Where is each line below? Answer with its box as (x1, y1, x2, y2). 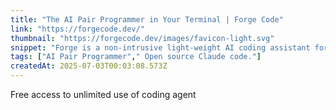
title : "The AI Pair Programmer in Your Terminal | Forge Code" (10, 14, 284, 25)
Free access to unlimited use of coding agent (10, 89, 197, 100)
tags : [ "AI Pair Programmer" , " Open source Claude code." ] (10, 52, 262, 62)
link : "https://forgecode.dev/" (10, 24, 145, 34)
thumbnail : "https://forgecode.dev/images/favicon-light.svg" (10, 33, 275, 43)
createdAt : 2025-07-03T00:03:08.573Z (10, 61, 168, 71)
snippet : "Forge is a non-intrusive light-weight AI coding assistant (10, 42, 311, 53)
